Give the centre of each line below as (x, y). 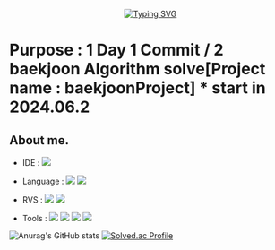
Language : (43, 181)
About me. (39, 140)
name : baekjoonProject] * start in (137, 88)
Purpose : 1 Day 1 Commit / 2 (116, 50)
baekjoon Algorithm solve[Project (137, 69)
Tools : (34, 218)
